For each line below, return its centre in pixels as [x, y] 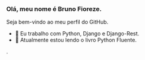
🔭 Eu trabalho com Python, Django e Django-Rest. [77, 34]
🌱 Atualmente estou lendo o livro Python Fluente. [76, 40]
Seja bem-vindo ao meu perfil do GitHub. [57, 22]
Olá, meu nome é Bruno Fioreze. [54, 9]
